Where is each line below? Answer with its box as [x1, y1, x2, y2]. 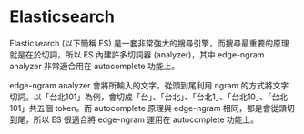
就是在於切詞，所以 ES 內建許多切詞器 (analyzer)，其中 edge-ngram [9, 48, 265, 60]
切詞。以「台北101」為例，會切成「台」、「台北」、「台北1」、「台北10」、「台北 [9, 91, 289, 102]
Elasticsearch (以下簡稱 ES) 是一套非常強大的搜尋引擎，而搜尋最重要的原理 [9, 37, 289, 48]
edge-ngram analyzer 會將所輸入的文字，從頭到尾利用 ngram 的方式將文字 [9, 79, 289, 90]
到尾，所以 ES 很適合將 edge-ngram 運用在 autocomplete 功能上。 [9, 114, 259, 125]
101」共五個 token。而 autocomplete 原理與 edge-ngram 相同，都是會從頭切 [9, 102, 296, 113]
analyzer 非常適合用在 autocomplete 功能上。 [9, 60, 180, 71]
